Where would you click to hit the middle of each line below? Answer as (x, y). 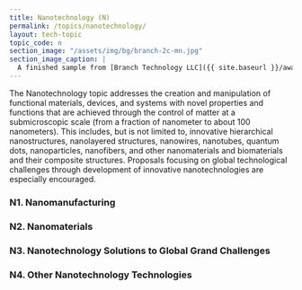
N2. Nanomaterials (51, 226)
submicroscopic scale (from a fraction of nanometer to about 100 (130, 121)
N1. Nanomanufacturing (62, 202)
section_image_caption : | (58, 59)
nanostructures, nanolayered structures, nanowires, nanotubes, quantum (144, 141)
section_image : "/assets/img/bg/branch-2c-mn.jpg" (106, 51)
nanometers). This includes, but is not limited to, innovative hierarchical (142, 131)
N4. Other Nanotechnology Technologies (101, 275)
